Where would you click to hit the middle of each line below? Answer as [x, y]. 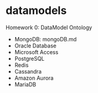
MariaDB [25, 84]
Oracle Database [35, 46]
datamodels [36, 11]
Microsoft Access [36, 52]
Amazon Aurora [34, 78]
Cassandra [28, 71]
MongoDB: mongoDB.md [45, 39]
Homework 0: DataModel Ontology [49, 27]
